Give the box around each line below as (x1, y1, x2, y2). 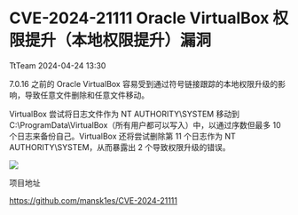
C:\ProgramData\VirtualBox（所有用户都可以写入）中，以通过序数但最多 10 (9, 119, 281, 130)
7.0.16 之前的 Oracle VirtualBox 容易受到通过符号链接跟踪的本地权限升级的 (9, 78, 278, 89)
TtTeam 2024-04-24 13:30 (9, 60, 106, 71)
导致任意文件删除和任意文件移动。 (24, 90, 149, 100)
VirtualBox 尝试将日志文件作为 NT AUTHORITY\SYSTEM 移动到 (9, 108, 239, 119)
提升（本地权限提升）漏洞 (25, 30, 212, 51)
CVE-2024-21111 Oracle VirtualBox (9, 8, 270, 28)
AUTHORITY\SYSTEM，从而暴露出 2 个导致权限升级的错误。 (9, 141, 231, 152)
